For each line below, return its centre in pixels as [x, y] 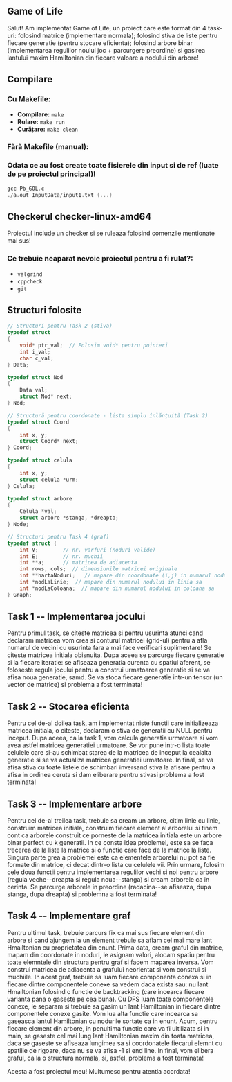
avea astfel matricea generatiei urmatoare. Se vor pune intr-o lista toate [109, 745]
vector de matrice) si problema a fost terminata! [75, 685]
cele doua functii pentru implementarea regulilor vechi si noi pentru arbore [113, 872]
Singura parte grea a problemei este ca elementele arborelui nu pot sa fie [111, 857]
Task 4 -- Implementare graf [69, 916]
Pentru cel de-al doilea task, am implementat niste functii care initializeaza [113, 723]
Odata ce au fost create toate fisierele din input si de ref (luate [113, 166]
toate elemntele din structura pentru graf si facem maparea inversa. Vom [110, 962]
